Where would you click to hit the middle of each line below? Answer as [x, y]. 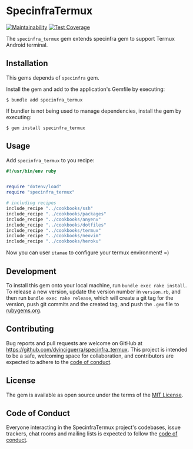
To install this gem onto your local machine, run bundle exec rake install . [96, 285]
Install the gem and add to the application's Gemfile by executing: [86, 89]
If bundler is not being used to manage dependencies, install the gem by [94, 111]
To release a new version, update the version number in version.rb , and [94, 291]
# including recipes [31, 203]
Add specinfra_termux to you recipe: [50, 160]
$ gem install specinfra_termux [46, 128]
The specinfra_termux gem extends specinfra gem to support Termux [91, 38]
